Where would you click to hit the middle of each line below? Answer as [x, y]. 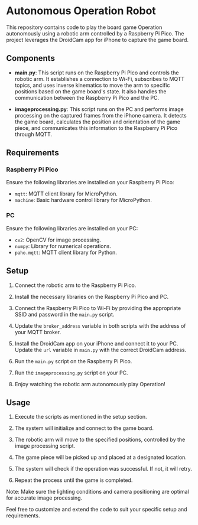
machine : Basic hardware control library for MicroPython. [83, 200]
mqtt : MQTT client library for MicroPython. [66, 194]
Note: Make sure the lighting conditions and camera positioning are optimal [98, 492]
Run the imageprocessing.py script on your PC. [71, 373]
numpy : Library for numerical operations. [63, 246]
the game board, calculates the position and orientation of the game [97, 122]
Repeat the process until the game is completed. [74, 480]
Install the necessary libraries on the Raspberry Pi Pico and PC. [92, 296]
